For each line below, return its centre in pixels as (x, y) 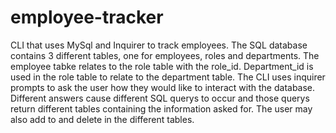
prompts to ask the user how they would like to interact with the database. (163, 87)
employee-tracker (87, 17)
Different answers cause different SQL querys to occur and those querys (160, 98)
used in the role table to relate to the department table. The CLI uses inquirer (168, 77)
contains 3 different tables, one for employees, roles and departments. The (165, 55)
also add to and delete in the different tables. (102, 119)
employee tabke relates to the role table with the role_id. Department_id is (162, 66)
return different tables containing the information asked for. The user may (161, 108)
